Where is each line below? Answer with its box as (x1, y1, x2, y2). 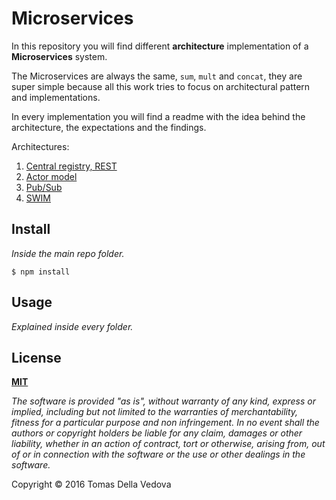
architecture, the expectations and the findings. (11, 121, 207, 133)
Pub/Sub (25, 181, 63, 193)
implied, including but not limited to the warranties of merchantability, (11, 406, 299, 418)
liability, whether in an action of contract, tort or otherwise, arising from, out (11, 438, 326, 450)
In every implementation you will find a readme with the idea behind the (11, 110, 306, 122)
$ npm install (11, 267, 71, 277)
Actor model (25, 170, 78, 182)
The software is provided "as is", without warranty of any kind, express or (11, 395, 316, 407)
